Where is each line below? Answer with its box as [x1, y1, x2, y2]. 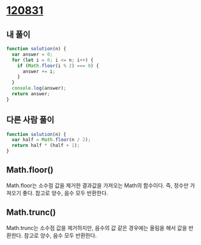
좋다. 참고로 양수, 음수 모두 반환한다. [22, 189, 108, 196]
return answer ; [12, 91, 50, 97]
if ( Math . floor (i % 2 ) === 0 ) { [17, 62, 99, 69]
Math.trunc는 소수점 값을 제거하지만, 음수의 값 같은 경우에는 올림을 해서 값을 [6, 224, 187, 231]
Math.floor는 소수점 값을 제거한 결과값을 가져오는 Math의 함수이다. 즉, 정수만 [6, 181, 189, 189]
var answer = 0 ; [12, 51, 53, 58]
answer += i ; [22, 68, 56, 75]
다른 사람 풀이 [6, 115, 55, 125]
